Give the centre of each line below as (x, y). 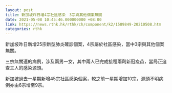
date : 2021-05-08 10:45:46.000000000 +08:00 (53, 19)
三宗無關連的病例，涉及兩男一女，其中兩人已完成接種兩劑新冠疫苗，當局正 (84, 61)
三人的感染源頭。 (28, 68)
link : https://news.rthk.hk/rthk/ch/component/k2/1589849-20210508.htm (83, 24)
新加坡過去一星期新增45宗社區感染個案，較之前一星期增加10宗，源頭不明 (82, 79)
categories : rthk (24, 29)
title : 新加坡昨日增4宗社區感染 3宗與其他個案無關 (54, 15)
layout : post (19, 10)
